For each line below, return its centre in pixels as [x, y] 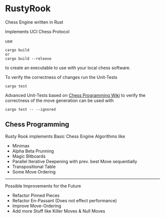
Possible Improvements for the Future [43, 186]
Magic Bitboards [29, 156]
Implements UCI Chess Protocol [37, 31]
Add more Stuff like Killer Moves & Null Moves [59, 211]
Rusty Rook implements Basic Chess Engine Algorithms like [65, 136]
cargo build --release [28, 59]
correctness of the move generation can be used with [59, 100]
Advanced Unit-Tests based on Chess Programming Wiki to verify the [75, 95]
